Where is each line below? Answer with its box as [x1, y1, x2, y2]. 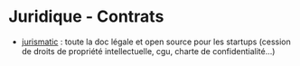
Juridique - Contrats [8, 6, 164, 27]
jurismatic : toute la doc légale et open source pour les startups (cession [21, 36, 291, 47]
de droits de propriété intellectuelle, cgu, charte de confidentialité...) [21, 45, 276, 56]
